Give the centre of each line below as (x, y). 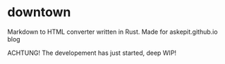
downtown (39, 12)
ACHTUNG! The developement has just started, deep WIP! (92, 53)
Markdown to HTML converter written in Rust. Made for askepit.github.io (112, 32)
